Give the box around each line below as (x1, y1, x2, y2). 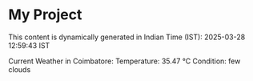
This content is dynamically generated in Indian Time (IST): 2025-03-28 (8, 32, 246, 42)
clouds (8, 64, 31, 74)
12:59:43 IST (8, 40, 50, 50)
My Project (8, 6, 82, 24)
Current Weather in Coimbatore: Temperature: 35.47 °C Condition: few (8, 56, 241, 66)
